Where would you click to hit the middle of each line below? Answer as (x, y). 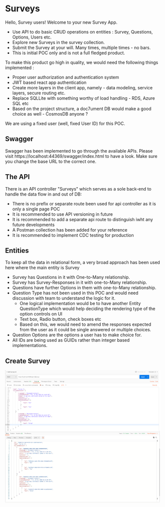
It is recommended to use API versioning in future (63, 214)
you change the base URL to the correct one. (51, 161)
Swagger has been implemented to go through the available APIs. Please (79, 151)
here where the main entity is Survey (42, 268)
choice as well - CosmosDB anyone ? (50, 114)
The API (17, 177)
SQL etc (20, 103)
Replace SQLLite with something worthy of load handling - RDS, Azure (83, 98)
